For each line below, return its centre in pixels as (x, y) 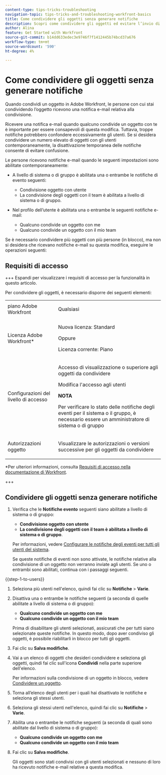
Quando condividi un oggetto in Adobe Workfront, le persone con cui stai (80, 104)
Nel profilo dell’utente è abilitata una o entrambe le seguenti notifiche (83, 210)
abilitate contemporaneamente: (37, 165)
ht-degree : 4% (20, 51)
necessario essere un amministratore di (104, 419)
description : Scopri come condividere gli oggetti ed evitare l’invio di (83, 24)
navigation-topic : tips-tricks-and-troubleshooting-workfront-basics (78, 14)
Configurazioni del (29, 393)
